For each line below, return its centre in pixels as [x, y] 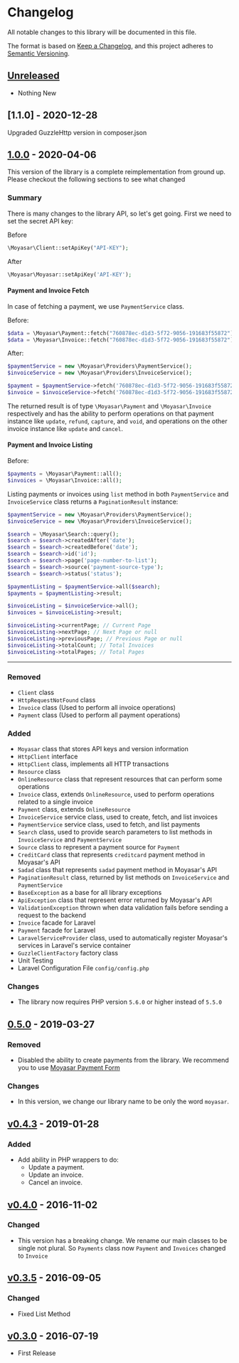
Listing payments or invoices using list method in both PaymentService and [118, 494]
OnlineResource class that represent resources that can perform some [120, 779]
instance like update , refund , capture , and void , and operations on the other [117, 421]
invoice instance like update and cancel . [65, 428]
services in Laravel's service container [74, 945]
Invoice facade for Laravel [57, 923]
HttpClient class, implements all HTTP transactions [93, 764]
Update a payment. [56, 1167]
